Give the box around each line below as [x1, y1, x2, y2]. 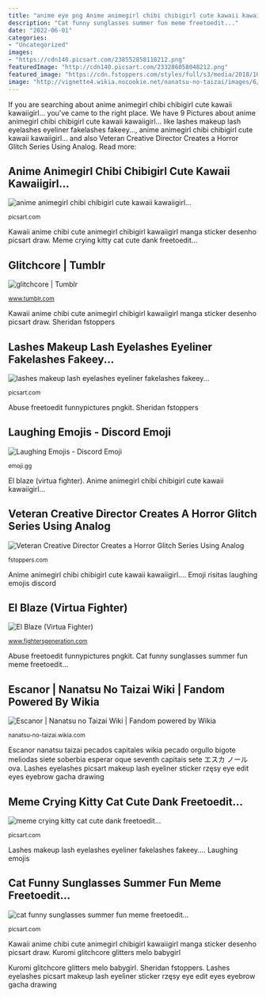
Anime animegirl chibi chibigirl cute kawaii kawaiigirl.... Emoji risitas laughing [8, 569, 258, 579]
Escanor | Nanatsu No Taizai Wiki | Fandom [8, 683, 226, 696]
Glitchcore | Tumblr [8, 258, 105, 272]
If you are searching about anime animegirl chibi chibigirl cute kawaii [8, 100, 232, 109]
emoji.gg [8, 462, 32, 470]
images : [8, 48, 34, 56]
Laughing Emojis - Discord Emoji [8, 425, 172, 440]
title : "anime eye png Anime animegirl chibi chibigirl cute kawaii [8, 11, 239, 20]
